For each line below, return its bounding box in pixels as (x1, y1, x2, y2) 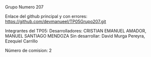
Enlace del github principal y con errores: (5, 14, 87, 19)
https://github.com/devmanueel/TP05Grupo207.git (5, 19, 106, 24)
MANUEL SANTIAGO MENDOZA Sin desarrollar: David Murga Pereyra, (5, 33, 145, 39)
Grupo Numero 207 (5, 4, 44, 10)
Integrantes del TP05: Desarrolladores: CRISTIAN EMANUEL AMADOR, (5, 28, 147, 33)
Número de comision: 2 (5, 48, 52, 53)
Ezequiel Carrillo (5, 38, 38, 44)
